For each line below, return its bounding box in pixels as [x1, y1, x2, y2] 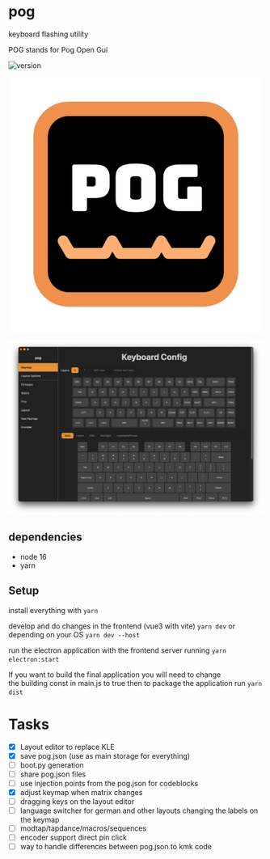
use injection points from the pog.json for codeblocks [19, 778, 199, 788]
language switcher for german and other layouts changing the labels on [19, 806, 259, 815]
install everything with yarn [8, 605, 99, 615]
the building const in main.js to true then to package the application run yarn [8, 678, 263, 688]
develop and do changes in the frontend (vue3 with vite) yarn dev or [8, 621, 236, 631]
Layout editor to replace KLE [19, 742, 115, 751]
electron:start [8, 655, 60, 663]
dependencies [8, 531, 82, 544]
